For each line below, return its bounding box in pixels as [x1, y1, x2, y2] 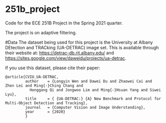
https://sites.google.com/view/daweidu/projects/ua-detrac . [5, 55, 127, 61]
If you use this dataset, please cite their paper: [5, 65, 100, 71]
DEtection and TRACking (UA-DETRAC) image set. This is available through [5, 44, 159, 50]
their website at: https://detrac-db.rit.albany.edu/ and [5, 50, 114, 56]
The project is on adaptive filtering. [5, 29, 77, 35]
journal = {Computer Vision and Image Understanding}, [25, 105, 146, 110]
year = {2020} [25, 109, 66, 114]
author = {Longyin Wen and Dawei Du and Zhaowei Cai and [25, 79, 153, 84]
